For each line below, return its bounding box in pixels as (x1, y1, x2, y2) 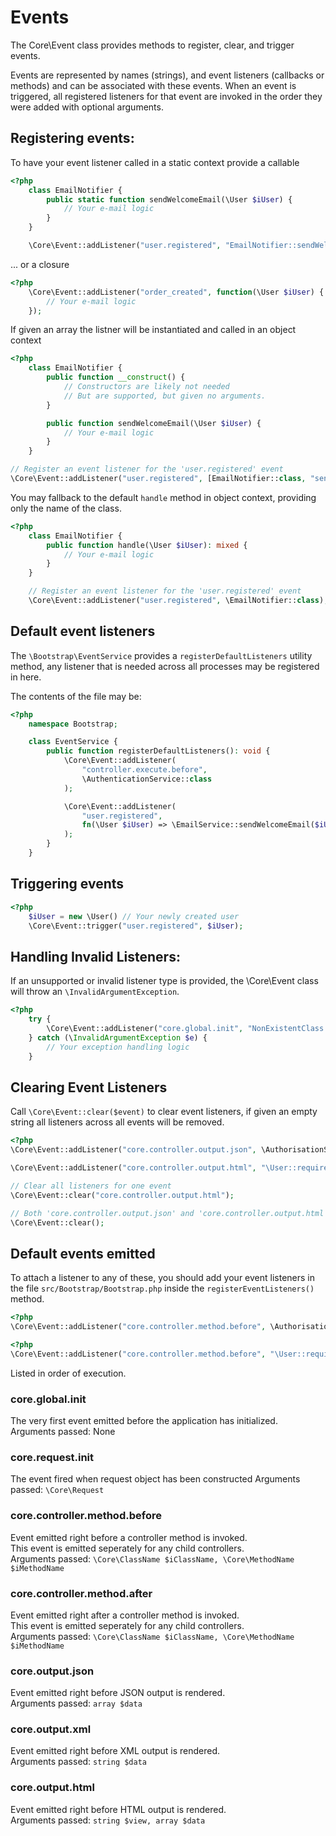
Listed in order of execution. (10, 1367, 127, 1379)
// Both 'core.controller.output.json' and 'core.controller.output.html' (10, 1208, 329, 1218)
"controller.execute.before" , (81, 765, 208, 775)
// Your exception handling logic (46, 1042, 190, 1052)
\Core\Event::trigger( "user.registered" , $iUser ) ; (28, 921, 244, 931)
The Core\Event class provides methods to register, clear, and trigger (10, 39, 295, 51)
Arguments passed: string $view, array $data (10, 1814, 206, 1826)
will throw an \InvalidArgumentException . (10, 986, 180, 998)
